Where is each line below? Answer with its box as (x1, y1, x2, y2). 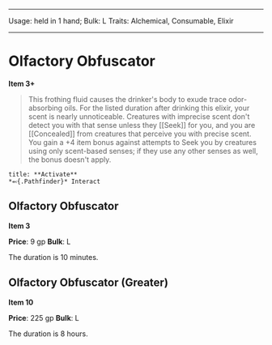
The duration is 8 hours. (8, 329, 88, 339)
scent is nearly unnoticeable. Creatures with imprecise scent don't (28, 111, 250, 121)
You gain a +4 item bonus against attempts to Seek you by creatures (28, 137, 257, 147)
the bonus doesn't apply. (28, 155, 112, 164)
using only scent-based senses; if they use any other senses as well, (28, 146, 258, 155)
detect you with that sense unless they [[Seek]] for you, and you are (28, 120, 256, 130)
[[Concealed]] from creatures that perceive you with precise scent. (28, 129, 252, 138)
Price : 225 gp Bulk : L (8, 313, 79, 322)
